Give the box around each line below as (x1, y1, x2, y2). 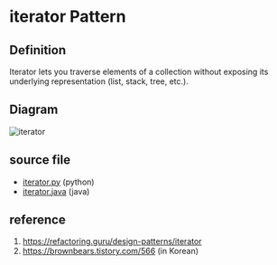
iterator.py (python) (22, 176, 95, 187)
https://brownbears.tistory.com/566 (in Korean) (22, 246, 199, 257)
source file (9, 152, 71, 168)
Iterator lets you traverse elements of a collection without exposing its (9, 66, 269, 77)
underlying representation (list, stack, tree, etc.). (9, 76, 189, 87)
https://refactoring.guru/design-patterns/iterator (22, 236, 202, 247)
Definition (9, 43, 66, 58)
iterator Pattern (9, 6, 126, 27)
